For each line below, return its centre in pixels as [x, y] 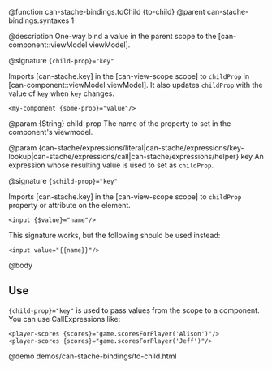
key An [252, 156]
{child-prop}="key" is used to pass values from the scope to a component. [134, 310]
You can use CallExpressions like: [65, 319]
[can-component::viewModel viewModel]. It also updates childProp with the [136, 85]
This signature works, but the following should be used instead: [114, 235]
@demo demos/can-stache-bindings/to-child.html [93, 356]
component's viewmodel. [51, 132]
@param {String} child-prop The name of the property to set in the [120, 124]
